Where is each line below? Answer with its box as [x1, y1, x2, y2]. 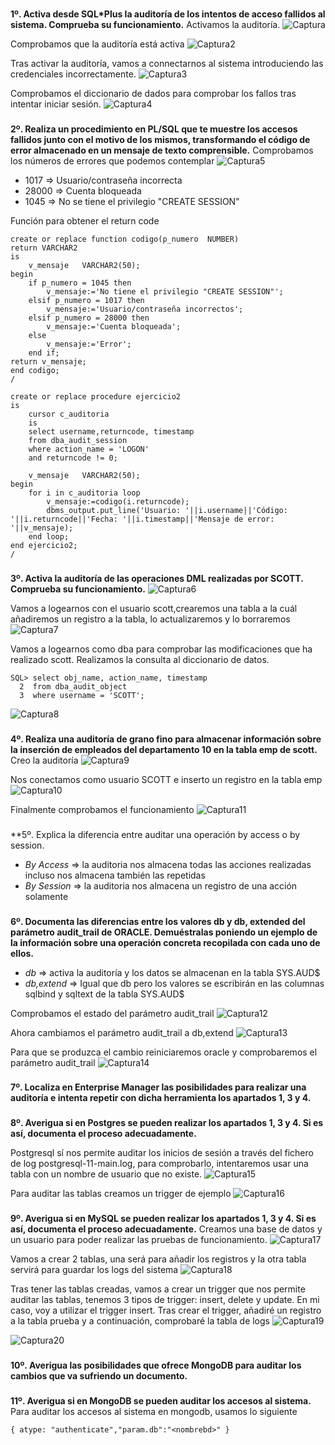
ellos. [10, 947, 35, 959]
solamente [24, 890, 69, 902]
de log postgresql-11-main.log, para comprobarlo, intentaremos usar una [10, 1158, 309, 1170]
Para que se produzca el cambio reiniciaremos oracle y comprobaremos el [10, 1046, 318, 1058]
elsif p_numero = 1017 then [28, 295, 145, 305]
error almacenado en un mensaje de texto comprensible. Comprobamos [10, 144, 314, 156]
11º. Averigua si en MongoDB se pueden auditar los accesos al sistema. [10, 1395, 312, 1407]
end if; [28, 348, 60, 358]
